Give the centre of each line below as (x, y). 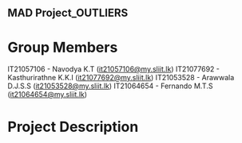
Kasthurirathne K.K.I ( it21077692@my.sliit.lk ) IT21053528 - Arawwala (121, 78)
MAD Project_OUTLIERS (68, 13)
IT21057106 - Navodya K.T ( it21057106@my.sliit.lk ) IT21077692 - (114, 69)
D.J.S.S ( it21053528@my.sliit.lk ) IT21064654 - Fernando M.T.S (110, 86)
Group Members (63, 47)
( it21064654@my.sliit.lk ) (48, 95)
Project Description (73, 127)
